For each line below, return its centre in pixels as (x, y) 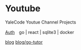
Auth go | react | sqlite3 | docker (40, 32)
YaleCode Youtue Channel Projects (41, 22)
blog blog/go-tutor (24, 42)
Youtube (23, 9)
